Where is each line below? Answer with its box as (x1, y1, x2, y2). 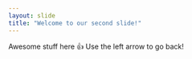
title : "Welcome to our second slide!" (8, 19, 142, 27)
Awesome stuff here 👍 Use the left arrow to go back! (8, 41, 185, 51)
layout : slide (8, 11, 56, 20)
